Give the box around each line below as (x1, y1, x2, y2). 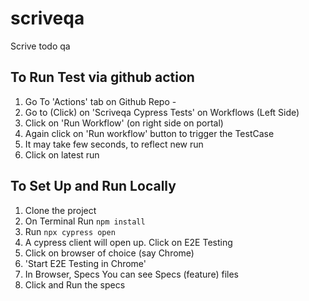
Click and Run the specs (24, 278, 126, 291)
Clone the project (24, 204, 97, 216)
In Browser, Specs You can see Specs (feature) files (24, 268, 239, 280)
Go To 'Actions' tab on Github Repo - (24, 95, 177, 107)
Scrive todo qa (10, 40, 71, 52)
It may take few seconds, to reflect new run (24, 138, 204, 150)
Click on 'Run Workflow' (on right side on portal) (24, 117, 224, 129)
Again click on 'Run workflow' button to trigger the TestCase (24, 127, 275, 139)
